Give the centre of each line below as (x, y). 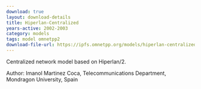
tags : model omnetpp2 (33, 39)
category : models (28, 34)
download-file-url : (31, 45)
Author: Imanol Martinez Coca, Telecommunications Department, (86, 73)
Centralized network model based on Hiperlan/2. (66, 61)
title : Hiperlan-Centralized (42, 23)
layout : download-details (38, 17)
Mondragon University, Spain (42, 79)
